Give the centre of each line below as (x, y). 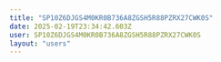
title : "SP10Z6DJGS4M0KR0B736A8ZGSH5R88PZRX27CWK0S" (111, 18)
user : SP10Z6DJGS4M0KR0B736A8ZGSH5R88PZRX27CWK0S (105, 35)
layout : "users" (40, 43)
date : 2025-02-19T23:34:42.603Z (70, 26)
